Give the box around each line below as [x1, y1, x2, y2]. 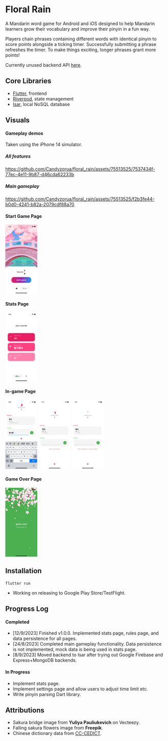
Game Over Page [5, 476, 42, 482]
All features [5, 153, 31, 159]
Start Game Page [5, 213, 42, 219]
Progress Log [5, 605, 49, 613]
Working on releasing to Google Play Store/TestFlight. [12, 589, 126, 596]
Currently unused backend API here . [5, 62, 82, 68]
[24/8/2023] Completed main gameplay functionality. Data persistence [12, 641, 162, 647]
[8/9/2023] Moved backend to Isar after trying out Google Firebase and [12, 652, 163, 658]
